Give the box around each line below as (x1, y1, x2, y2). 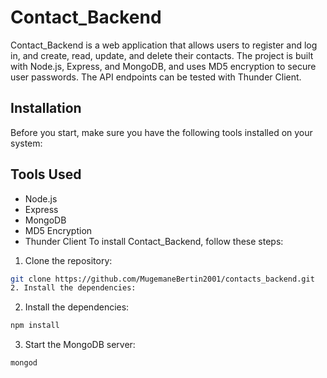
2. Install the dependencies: (10, 283, 137, 293)
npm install (10, 321, 60, 331)
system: (10, 137, 43, 149)
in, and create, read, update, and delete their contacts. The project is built (10, 49, 314, 61)
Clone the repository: (24, 254, 113, 266)
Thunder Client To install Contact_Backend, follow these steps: (24, 235, 284, 247)
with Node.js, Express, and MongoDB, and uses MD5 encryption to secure (10, 60, 317, 72)
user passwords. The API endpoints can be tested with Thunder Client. (10, 71, 302, 83)
